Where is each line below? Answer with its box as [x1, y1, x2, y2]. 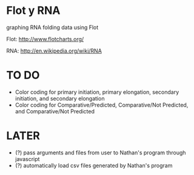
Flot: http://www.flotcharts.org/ [6, 35, 84, 42]
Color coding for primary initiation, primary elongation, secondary [15, 88, 179, 96]
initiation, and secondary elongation [15, 94, 105, 102]
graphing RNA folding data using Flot [6, 24, 99, 31]
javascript [15, 155, 40, 162]
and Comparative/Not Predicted [15, 107, 95, 115]
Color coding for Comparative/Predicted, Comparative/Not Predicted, [15, 101, 189, 108]
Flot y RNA [6, 4, 61, 18]
